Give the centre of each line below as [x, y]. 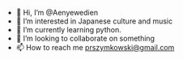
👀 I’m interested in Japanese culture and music [94, 21]
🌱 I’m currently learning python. [68, 30]
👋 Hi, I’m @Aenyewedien [57, 13]
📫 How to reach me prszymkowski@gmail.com [95, 47]
